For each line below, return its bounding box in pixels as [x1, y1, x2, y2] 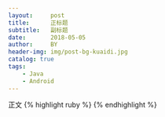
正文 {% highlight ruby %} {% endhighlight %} [8, 100, 157, 109]
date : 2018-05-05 [8, 33, 86, 42]
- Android [22, 77, 55, 85]
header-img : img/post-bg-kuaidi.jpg [8, 48, 128, 56]
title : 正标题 [8, 19, 68, 27]
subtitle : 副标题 [8, 26, 68, 34]
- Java [22, 70, 44, 78]
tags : [8, 63, 26, 71]
